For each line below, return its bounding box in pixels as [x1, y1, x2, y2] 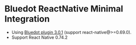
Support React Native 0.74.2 [11, 34, 68, 40]
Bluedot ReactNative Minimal [4, 3, 123, 14]
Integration [4, 13, 50, 24]
